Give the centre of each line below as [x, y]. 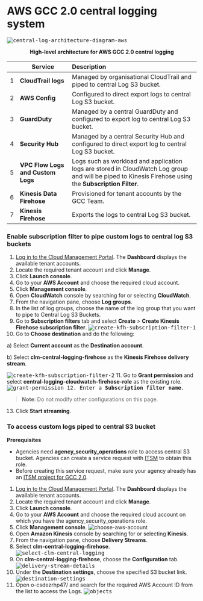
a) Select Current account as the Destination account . [75, 346]
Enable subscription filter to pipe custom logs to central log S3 [100, 236]
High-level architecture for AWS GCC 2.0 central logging [102, 52]
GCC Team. [88, 201]
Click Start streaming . [43, 411]
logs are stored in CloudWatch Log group [130, 169]
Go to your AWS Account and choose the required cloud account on [101, 514]
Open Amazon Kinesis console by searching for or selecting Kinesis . [102, 534]
